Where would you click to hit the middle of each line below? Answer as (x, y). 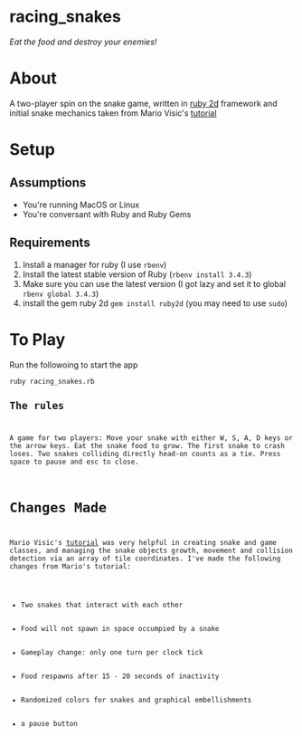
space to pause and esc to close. (75, 462)
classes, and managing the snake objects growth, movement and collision (151, 551)
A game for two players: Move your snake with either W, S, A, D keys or (151, 438)
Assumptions (48, 183)
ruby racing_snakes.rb (52, 381)
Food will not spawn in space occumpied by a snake (120, 629)
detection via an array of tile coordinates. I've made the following (145, 559)
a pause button (50, 724)
